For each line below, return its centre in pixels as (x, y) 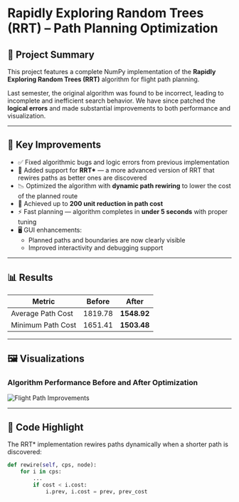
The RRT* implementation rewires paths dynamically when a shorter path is (118, 444)
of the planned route (48, 196)
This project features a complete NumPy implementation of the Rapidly (112, 72)
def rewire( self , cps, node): (52, 465)
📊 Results (30, 278)
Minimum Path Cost (44, 324)
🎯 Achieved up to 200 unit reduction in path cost (90, 203)
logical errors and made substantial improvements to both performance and (119, 108)
